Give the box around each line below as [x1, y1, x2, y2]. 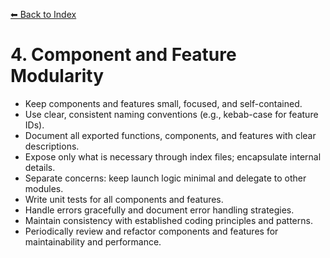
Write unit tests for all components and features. [24, 193, 224, 205]
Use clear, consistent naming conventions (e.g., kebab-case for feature [24, 108, 319, 120]
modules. [24, 182, 64, 194]
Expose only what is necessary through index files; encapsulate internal [24, 150, 322, 163]
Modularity [10, 65, 105, 88]
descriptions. [24, 140, 80, 152]
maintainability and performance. [24, 235, 162, 248]
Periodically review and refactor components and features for [24, 225, 279, 237]
